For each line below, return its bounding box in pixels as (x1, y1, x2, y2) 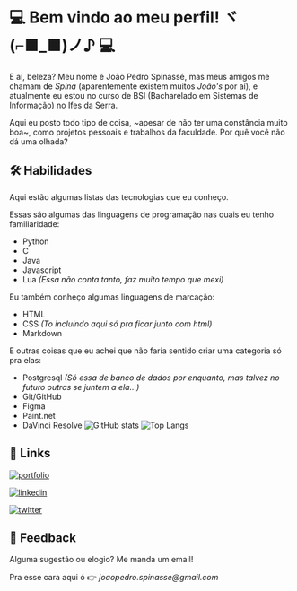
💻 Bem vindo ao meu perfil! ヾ (9, 7, 240, 28)
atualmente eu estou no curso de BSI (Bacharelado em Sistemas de (9, 90, 258, 100)
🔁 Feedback (9, 530, 76, 545)
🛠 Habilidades (9, 163, 92, 178)
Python (22, 236, 49, 247)
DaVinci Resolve (22, 420, 83, 430)
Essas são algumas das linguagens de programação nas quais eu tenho (9, 209, 275, 220)
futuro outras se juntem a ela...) (22, 381, 140, 392)
